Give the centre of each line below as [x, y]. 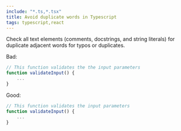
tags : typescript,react [35, 22]
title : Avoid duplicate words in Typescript [61, 17]
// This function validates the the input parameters [73, 68]
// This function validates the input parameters [68, 106]
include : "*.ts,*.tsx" [34, 11]
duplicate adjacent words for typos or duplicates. [66, 45]
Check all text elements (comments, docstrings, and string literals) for [90, 39]
